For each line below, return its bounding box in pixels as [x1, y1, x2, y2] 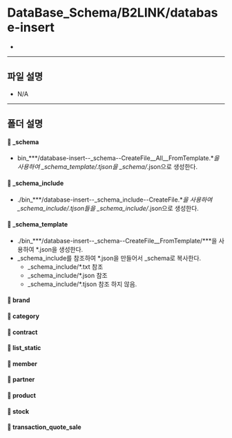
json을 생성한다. [39, 245, 84, 254]
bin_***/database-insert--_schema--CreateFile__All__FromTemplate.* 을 [17, 154, 220, 162]
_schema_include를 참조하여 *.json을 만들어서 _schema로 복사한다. [17, 254, 202, 262]
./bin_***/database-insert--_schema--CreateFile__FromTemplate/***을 [17, 236, 217, 245]
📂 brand [7, 296, 30, 304]
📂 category [7, 312, 40, 320]
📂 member [7, 359, 38, 368]
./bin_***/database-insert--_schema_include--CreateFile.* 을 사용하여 [17, 195, 213, 204]
